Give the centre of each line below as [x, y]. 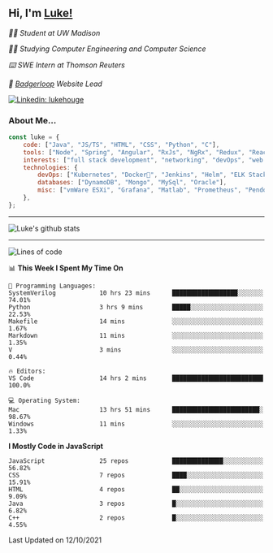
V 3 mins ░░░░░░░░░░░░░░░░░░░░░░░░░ [136, 350]
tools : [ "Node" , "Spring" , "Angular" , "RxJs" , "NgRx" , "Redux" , [134, 152]
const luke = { [34, 137]
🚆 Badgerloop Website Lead [56, 84]
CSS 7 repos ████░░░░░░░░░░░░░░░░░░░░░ [136, 475]
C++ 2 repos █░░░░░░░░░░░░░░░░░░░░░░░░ [136, 518]
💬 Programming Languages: [52, 286]
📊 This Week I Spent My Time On [66, 268]
